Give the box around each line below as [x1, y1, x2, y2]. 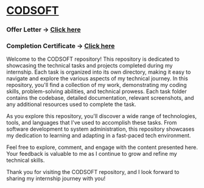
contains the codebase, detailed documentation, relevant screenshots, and [6, 94, 194, 102]
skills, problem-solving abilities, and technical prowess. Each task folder [6, 88, 187, 95]
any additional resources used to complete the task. [6, 101, 136, 108]
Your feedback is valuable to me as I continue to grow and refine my [6, 150, 178, 158]
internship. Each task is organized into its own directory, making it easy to [6, 68, 191, 76]
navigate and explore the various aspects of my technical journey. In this [6, 75, 188, 82]
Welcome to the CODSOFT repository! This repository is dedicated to [6, 55, 180, 63]
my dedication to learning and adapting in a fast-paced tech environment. [6, 132, 191, 139]
